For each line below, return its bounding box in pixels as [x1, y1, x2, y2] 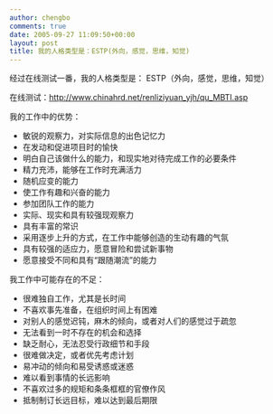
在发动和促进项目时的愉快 [22, 142, 118, 153]
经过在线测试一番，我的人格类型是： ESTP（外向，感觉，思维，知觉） [9, 73, 269, 84]
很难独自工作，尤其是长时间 [22, 293, 127, 304]
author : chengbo [9, 13, 71, 23]
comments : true [9, 22, 67, 31]
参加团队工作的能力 [22, 198, 95, 209]
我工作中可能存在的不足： [9, 274, 105, 285]
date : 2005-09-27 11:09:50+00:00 [9, 30, 136, 39]
